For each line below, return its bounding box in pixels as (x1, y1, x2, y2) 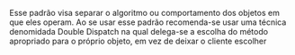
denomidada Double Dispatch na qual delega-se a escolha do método (9, 27, 268, 36)
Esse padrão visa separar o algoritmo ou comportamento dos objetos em (9, 8, 281, 18)
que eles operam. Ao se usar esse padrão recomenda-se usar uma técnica (9, 17, 287, 27)
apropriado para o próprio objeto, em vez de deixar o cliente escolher (9, 35, 267, 46)
